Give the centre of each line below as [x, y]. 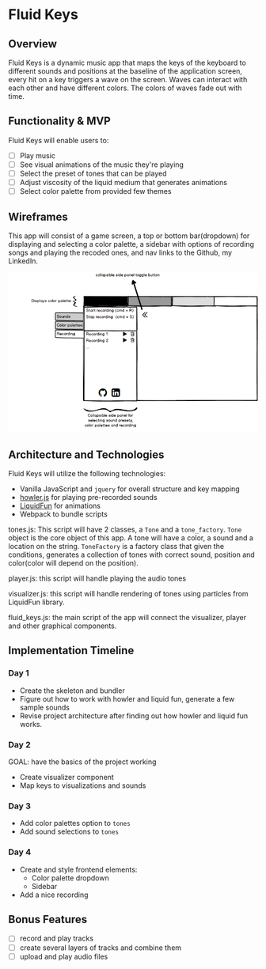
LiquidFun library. [36, 602]
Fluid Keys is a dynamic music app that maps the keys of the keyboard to [127, 62]
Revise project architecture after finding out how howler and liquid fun [134, 715]
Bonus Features [48, 920]
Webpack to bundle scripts [64, 514]
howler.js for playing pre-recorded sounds [88, 498]
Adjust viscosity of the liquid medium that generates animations [123, 182]
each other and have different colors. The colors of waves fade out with [125, 88]
